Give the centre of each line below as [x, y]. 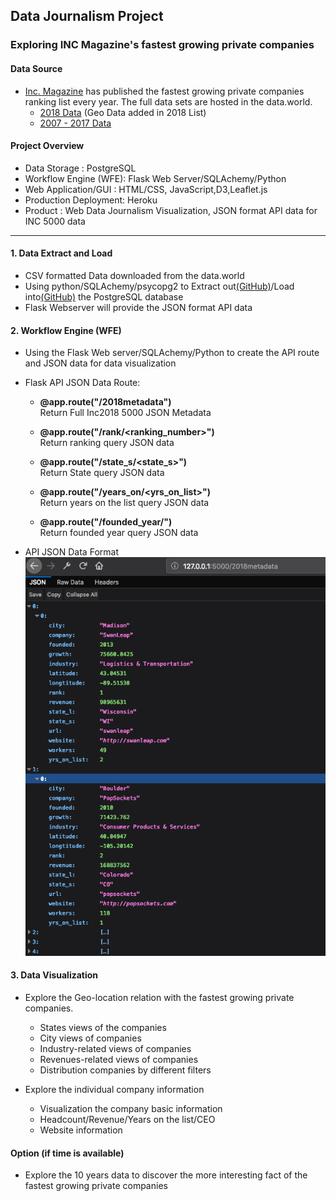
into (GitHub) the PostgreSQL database [104, 296]
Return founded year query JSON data [119, 533]
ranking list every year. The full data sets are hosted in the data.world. [168, 101]
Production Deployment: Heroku [91, 200]
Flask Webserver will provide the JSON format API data [138, 307]
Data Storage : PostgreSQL [80, 168]
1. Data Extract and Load [61, 253]
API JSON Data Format [71, 552]
